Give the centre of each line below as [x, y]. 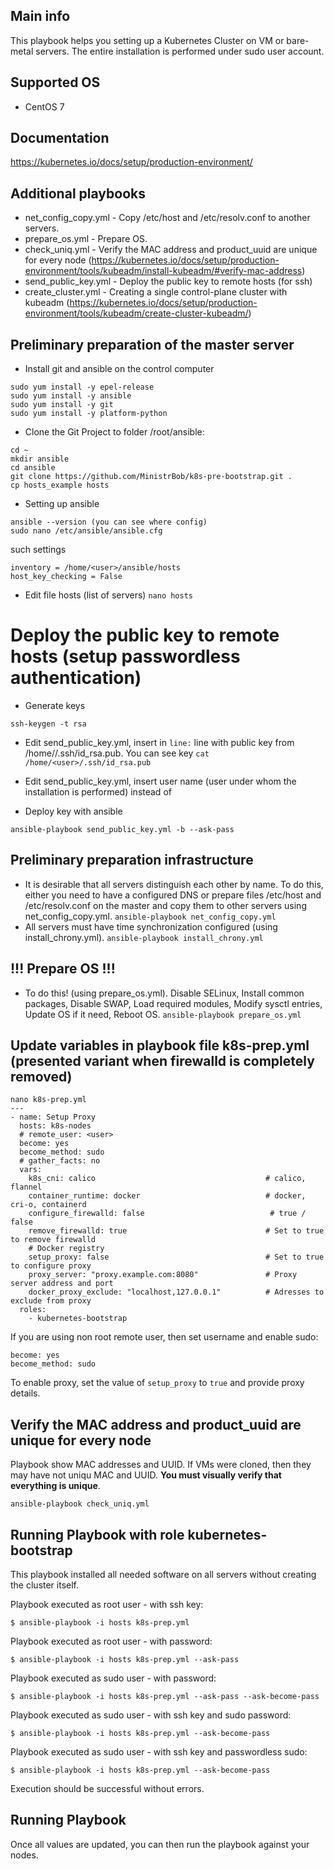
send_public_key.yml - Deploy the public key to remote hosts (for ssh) [168, 281]
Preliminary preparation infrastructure [132, 860]
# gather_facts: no [60, 1161]
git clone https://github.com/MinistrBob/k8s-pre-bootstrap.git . [151, 477]
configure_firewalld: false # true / [167, 1214]
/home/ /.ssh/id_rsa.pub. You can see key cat [117, 753]
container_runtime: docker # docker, [167, 1196]
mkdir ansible [40, 459]
